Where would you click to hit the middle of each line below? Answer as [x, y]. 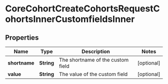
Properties [22, 38]
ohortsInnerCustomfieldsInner [70, 19]
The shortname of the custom [94, 60]
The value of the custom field [93, 74]
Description [96, 51]
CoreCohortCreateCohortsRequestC [82, 9]
